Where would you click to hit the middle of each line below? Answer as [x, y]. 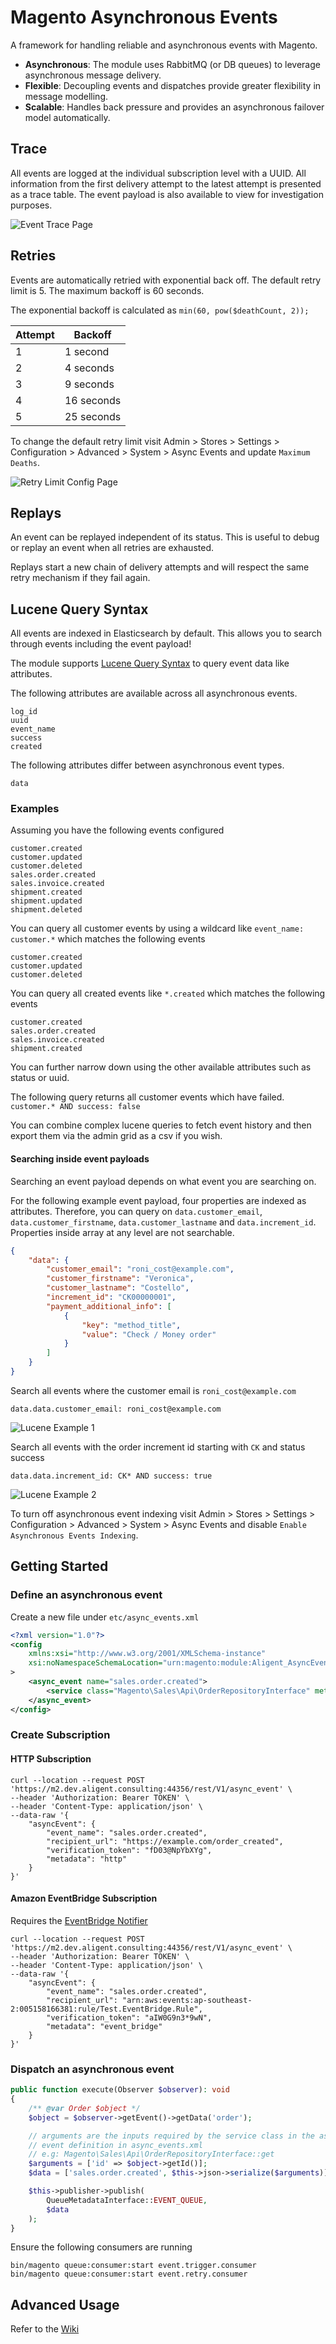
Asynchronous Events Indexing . [74, 1535]
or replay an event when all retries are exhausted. [112, 548]
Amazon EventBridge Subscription [84, 1898]
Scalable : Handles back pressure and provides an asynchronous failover [174, 107]
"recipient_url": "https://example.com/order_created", [165, 1841]
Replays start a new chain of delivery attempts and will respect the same [160, 567]
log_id [24, 712]
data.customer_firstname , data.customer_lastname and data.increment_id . [163, 1222]
